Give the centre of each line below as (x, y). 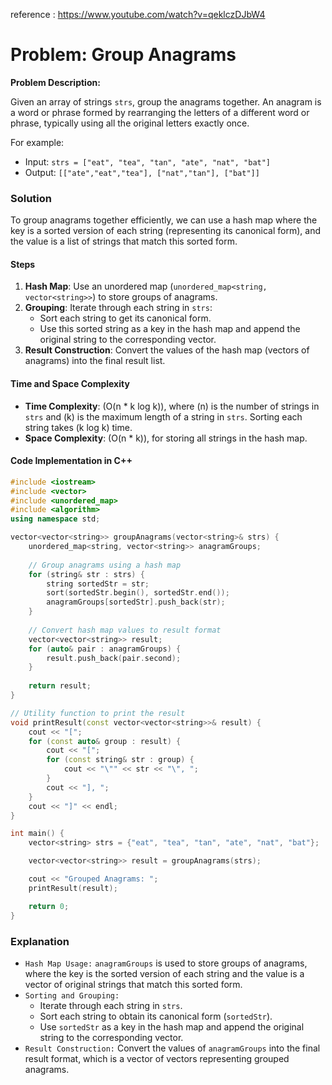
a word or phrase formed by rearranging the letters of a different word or (160, 112)
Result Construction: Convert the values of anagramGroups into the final (172, 1048)
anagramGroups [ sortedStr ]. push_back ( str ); (136, 602)
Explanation (40, 941)
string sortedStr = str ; (98, 584)
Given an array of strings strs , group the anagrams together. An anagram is (166, 101)
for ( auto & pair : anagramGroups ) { (105, 649)
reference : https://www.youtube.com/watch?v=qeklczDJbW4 (138, 14)
